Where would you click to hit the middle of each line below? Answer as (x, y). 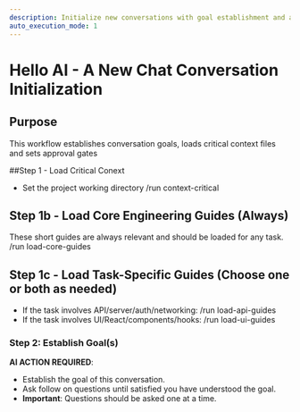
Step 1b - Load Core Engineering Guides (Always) (149, 215)
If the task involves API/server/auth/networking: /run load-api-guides (149, 310)
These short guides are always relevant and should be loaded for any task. (146, 237)
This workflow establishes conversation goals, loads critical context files (143, 143)
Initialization (56, 89)
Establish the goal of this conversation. (93, 380)
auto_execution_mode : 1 (54, 26)
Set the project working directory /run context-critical (121, 188)
